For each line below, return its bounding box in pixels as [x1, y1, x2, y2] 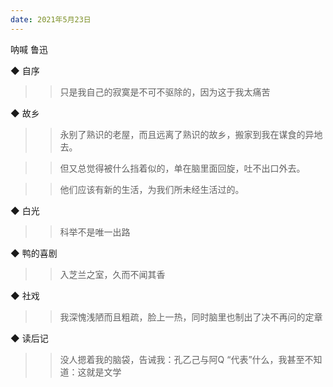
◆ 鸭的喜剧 [10, 247, 58, 259]
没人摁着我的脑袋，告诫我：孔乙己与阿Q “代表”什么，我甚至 [59, 353, 305, 365]
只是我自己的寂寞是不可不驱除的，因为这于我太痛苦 [59, 86, 271, 98]
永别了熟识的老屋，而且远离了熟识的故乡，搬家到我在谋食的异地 [59, 128, 323, 140]
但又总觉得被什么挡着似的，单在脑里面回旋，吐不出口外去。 [59, 162, 306, 174]
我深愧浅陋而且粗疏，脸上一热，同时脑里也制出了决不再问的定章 [59, 311, 323, 323]
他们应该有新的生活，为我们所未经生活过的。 [59, 183, 245, 195]
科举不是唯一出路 [59, 226, 131, 238]
